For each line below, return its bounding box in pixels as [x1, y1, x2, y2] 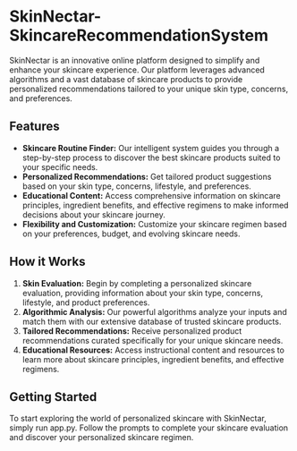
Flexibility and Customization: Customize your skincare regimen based [21, 218, 288, 229]
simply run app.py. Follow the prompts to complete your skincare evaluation [9, 422, 289, 433]
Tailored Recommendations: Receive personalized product [21, 325, 242, 336]
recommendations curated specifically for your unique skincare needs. [21, 335, 284, 345]
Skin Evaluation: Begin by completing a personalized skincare [21, 277, 252, 288]
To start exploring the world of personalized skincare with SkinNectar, [9, 413, 267, 424]
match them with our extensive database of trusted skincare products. [21, 316, 282, 327]
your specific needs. [21, 161, 98, 172]
